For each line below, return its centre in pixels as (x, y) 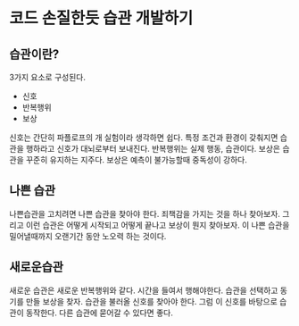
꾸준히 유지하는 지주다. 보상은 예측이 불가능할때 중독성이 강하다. (136, 160)
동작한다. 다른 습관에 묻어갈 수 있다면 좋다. (100, 313)
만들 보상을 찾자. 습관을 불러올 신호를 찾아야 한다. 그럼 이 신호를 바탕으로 (152, 301)
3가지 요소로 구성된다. (48, 77)
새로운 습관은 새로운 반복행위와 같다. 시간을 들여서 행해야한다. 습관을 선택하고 (144, 290)
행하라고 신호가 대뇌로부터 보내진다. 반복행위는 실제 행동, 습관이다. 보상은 (153, 149)
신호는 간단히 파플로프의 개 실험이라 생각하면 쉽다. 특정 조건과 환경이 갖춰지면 (144, 138)
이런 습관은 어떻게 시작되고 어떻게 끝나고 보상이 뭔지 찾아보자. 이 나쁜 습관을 (158, 225)
